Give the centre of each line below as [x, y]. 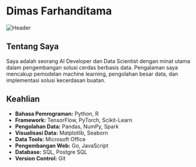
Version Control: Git [40, 158]
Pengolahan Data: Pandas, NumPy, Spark [67, 126]
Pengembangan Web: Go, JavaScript [62, 145]
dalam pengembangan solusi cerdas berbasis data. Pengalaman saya [92, 67]
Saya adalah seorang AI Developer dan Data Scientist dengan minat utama [98, 61]
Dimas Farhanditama [59, 11]
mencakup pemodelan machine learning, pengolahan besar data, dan [92, 74]
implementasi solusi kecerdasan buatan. [56, 80]
